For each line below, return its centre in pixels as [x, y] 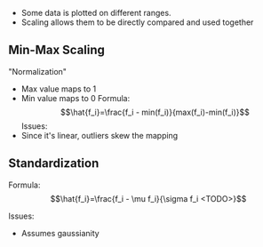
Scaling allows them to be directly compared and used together [137, 22]
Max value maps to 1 [59, 89]
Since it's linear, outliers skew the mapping [100, 135]
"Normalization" [38, 71]
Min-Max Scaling [57, 50]
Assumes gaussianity [60, 233]
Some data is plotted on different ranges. [96, 13]
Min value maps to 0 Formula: [76, 98]
